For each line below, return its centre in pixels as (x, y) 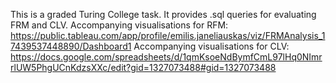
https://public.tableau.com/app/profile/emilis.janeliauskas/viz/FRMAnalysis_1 (168, 35)
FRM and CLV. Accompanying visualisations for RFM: (119, 25)
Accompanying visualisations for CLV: (211, 46)
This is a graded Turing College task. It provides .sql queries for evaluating (163, 14)
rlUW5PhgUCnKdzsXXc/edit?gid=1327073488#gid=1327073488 (143, 67)
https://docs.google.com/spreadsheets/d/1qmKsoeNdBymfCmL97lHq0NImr (166, 57)
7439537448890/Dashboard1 (71, 46)
